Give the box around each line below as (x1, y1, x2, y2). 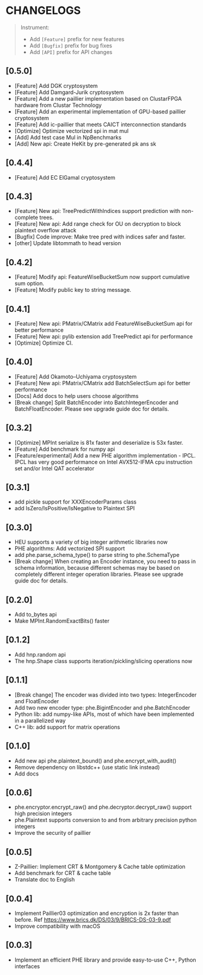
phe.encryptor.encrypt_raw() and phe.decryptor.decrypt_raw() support (14, 803, 192, 811)
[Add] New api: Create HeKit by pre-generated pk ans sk (14, 140, 156, 147)
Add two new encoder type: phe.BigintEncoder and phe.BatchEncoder (14, 704, 190, 711)
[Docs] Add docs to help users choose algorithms (14, 392, 139, 399)
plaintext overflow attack (14, 227, 77, 234)
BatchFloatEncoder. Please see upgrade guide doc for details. (14, 405, 169, 413)
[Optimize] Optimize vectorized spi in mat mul (14, 127, 128, 134)
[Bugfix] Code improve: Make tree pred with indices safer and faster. (14, 233, 186, 240)
